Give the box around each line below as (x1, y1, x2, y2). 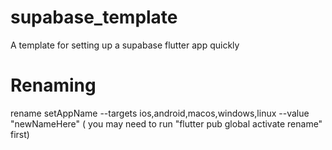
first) (10, 128, 30, 140)
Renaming (10, 74, 97, 97)
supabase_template (10, 6, 178, 29)
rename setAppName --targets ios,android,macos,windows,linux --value (10, 107, 310, 119)
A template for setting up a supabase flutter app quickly (10, 39, 240, 51)
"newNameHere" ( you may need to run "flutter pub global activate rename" (10, 117, 323, 130)
